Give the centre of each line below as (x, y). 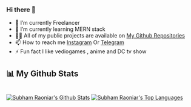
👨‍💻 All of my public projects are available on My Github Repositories (100, 36)
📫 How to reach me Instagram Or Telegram (69, 42)
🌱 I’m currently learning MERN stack (60, 29)
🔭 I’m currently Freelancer (47, 23)
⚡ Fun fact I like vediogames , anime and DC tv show (81, 51)
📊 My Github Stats (42, 73)
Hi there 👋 (21, 10)
